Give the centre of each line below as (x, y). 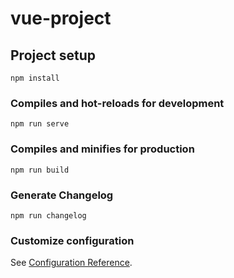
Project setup (53, 55)
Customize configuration (72, 240)
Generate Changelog (62, 195)
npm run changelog (48, 215)
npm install (35, 78)
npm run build (40, 170)
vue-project (61, 18)
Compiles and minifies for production (102, 149)
